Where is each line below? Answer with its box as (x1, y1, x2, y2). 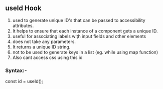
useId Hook (5, 4, 42, 12)
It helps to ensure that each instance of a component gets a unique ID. (12, 27, 158, 34)
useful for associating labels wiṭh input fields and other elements (12, 33, 146, 39)
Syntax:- (5, 67, 27, 74)
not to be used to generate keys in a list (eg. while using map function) (12, 49, 158, 55)
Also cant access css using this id (12, 54, 83, 60)
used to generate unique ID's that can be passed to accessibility (12, 17, 145, 23)
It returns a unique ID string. (12, 43, 71, 49)
